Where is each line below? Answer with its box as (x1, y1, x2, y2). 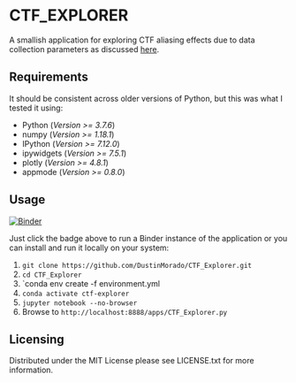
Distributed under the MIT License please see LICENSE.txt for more (9, 355, 254, 366)
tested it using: (9, 103, 64, 113)
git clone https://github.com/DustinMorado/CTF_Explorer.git (21, 261, 253, 270)
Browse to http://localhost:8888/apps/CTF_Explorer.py (21, 306, 228, 317)
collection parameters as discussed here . (9, 43, 160, 54)
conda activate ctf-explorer (21, 289, 130, 298)
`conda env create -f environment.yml (21, 278, 161, 288)
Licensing (9, 332, 65, 347)
